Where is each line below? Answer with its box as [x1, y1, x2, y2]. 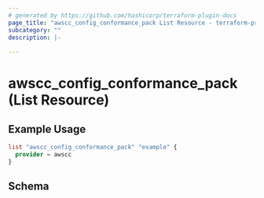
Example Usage [8, 123, 86, 136]
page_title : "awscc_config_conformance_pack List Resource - [8, 19, 213, 27]
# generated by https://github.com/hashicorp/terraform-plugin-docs [8, 11, 237, 20]
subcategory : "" [8, 26, 61, 34]
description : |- [8, 33, 61, 42]
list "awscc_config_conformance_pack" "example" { [8, 143, 178, 152]
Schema [8, 180, 49, 193]
